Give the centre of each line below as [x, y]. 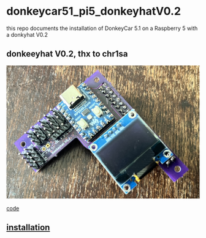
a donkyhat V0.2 [27, 34]
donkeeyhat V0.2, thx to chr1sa [67, 54]
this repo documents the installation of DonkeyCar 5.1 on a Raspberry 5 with [102, 28]
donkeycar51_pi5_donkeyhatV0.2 [94, 11]
